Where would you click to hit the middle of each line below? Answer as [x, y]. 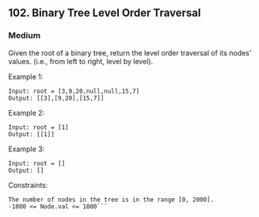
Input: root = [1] [38, 127]
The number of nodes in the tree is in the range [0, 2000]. [111, 200]
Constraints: [28, 185]
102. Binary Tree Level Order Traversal [105, 13]
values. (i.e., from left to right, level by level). [81, 61]
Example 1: [26, 76]
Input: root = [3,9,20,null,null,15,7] [74, 91]
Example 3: [27, 149]
